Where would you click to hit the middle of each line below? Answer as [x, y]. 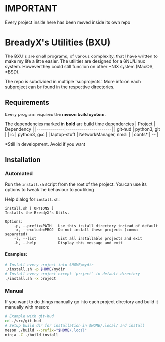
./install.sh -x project [31, 279]
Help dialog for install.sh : [33, 199]
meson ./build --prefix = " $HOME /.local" [46, 330]
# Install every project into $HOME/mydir [49, 265]
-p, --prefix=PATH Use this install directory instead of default [86, 226]
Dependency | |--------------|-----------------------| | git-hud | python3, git [82, 129]
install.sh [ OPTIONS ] [30, 209]
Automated [19, 174]
